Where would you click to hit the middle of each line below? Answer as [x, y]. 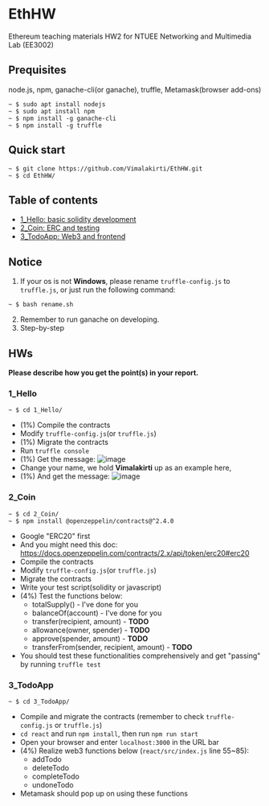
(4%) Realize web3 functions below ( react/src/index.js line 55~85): [134, 750]
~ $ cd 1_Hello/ [35, 410]
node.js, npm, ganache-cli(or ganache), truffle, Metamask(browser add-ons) [135, 89]
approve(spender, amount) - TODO [90, 638]
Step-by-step [42, 328]
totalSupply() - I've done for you [85, 604]
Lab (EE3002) [31, 44]
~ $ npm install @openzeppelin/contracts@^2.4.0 [91, 521]
